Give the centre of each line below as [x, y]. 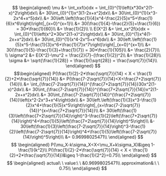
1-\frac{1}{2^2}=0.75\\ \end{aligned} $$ [116, 155]
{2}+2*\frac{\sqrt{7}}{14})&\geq [42, 155]
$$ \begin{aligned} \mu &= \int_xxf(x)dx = [55, 8]
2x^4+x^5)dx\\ [28, 18]
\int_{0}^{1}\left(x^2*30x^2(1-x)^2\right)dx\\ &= [62, 34]
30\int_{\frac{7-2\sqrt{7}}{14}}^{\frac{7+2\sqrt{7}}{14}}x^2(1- [95, 89]
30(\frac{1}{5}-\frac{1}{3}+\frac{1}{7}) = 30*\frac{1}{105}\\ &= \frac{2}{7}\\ [83, 50]
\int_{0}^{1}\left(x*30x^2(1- [126, 8]
